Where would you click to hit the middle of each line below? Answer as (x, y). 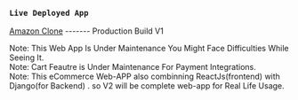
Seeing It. (27, 58)
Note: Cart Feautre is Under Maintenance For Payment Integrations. (133, 67)
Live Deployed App (49, 13)
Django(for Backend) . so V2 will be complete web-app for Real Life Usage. (147, 86)
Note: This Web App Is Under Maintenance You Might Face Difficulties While (149, 49)
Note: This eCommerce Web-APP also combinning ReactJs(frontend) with (145, 77)
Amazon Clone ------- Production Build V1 (87, 31)
